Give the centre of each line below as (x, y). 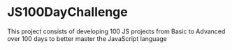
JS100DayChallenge (67, 12)
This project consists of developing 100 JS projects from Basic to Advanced (116, 31)
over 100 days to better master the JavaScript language (87, 38)
